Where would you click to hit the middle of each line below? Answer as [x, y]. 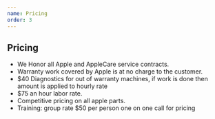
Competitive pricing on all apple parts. [71, 101]
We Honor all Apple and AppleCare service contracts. [93, 64]
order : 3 [20, 20]
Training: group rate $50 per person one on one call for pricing [106, 108]
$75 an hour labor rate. [50, 94]
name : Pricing [28, 13]
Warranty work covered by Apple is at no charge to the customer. [110, 72]
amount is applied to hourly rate [62, 86]
